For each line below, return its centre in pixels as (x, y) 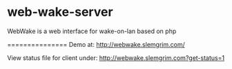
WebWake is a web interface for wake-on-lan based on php (92, 31)
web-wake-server (60, 12)
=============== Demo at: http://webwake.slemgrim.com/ (96, 44)
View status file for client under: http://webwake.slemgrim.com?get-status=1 (116, 58)
